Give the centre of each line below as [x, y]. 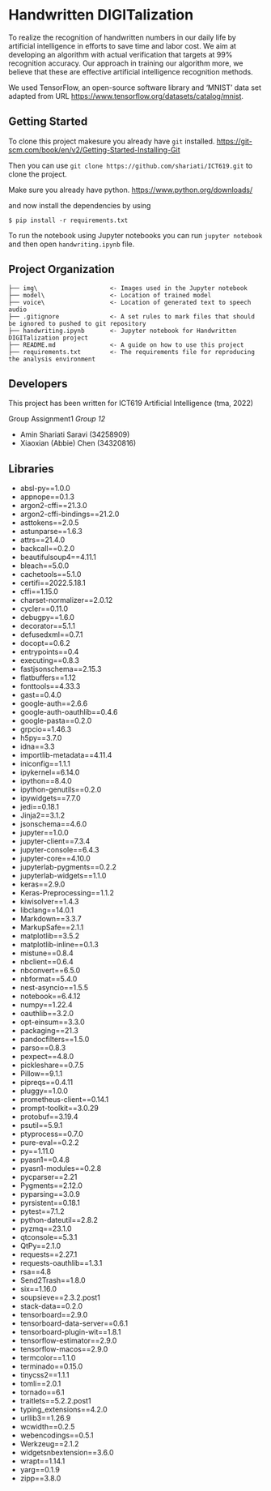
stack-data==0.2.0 [51, 1306]
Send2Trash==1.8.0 [53, 1280]
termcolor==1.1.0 [48, 1358]
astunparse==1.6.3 [51, 532]
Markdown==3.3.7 [51, 919]
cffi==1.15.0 [39, 592]
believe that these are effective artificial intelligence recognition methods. [131, 71]
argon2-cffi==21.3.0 [53, 506]
